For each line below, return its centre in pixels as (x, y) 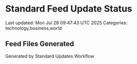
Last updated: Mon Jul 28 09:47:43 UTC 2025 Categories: (66, 23)
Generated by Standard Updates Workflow (50, 56)
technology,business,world (34, 28)
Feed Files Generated (40, 44)
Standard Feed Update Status (69, 9)
